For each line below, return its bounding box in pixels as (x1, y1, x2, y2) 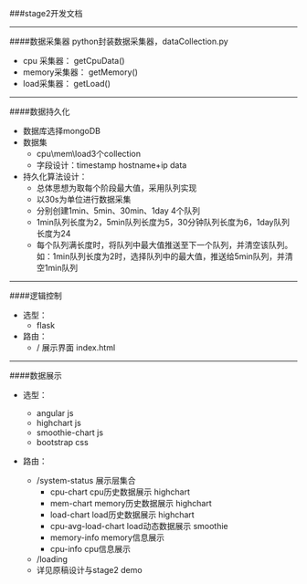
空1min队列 (36, 263, 79, 273)
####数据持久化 (9, 106, 70, 117)
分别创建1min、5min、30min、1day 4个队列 (36, 205, 201, 216)
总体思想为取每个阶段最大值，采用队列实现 (36, 182, 197, 193)
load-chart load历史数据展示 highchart (49, 509, 195, 520)
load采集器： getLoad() (22, 78, 111, 89)
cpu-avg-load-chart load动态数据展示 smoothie (49, 521, 228, 531)
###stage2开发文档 (9, 8, 83, 18)
